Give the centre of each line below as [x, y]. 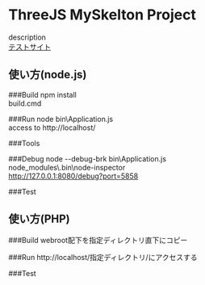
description [27, 37]
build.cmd [25, 103]
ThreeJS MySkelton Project [102, 15]
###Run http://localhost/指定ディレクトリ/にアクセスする [103, 257]
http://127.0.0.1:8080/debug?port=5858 [73, 176]
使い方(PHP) [39, 219]
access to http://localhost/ [52, 128]
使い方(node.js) [48, 75]
